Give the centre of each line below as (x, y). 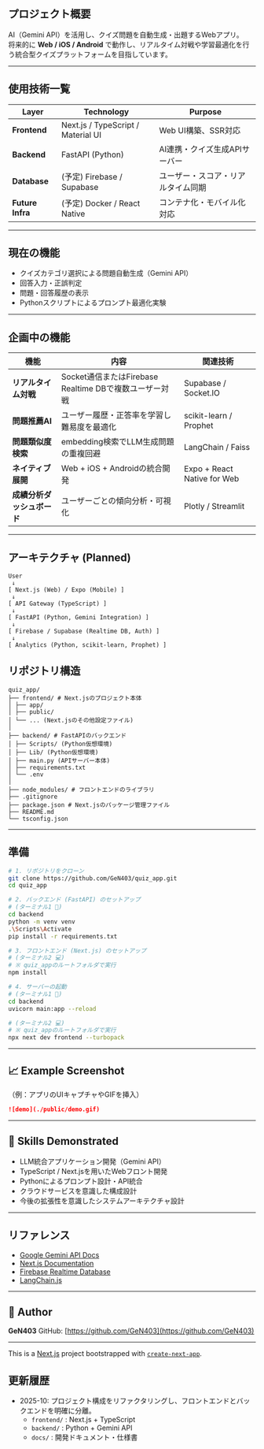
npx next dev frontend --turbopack (66, 1038)
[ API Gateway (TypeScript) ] (58, 604)
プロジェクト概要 (49, 14)
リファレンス (39, 1235)
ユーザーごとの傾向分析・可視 (116, 501)
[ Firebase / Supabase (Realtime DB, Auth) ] (84, 632)
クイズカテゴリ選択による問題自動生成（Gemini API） (106, 273)
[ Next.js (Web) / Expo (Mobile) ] (66, 590)
